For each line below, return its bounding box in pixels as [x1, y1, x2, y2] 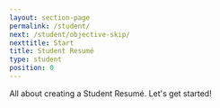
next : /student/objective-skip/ [9, 30, 130, 39]
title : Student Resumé [9, 47, 94, 56]
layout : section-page [9, 13, 91, 22]
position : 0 [9, 64, 54, 73]
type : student [9, 55, 63, 64]
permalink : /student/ [9, 22, 91, 31]
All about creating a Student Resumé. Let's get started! [9, 87, 213, 99]
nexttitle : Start [9, 38, 75, 48]
